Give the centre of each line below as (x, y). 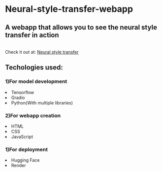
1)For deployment (27, 149)
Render (19, 166)
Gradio (18, 98)
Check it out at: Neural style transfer (42, 52)
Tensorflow (23, 92)
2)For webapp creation (33, 115)
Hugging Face (26, 160)
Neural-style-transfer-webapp (69, 9)
